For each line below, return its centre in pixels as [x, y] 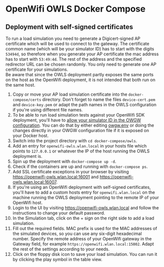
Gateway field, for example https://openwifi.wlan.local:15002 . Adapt [83, 244]
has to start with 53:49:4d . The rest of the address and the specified [74, 59]
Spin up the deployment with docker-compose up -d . [64, 161]
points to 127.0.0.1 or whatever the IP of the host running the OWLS [81, 151]
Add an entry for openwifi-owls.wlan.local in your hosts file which [80, 146]
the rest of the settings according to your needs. [61, 249]
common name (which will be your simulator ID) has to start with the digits [80, 49]
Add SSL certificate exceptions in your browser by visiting [71, 172]
